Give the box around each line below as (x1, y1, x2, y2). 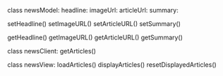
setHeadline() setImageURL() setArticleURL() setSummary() (7, 20, 181, 27)
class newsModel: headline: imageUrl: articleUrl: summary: (7, 6, 179, 14)
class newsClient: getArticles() (7, 47, 97, 55)
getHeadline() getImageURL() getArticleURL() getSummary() (7, 33, 183, 42)
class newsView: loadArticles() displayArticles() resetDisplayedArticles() (7, 61, 217, 69)
